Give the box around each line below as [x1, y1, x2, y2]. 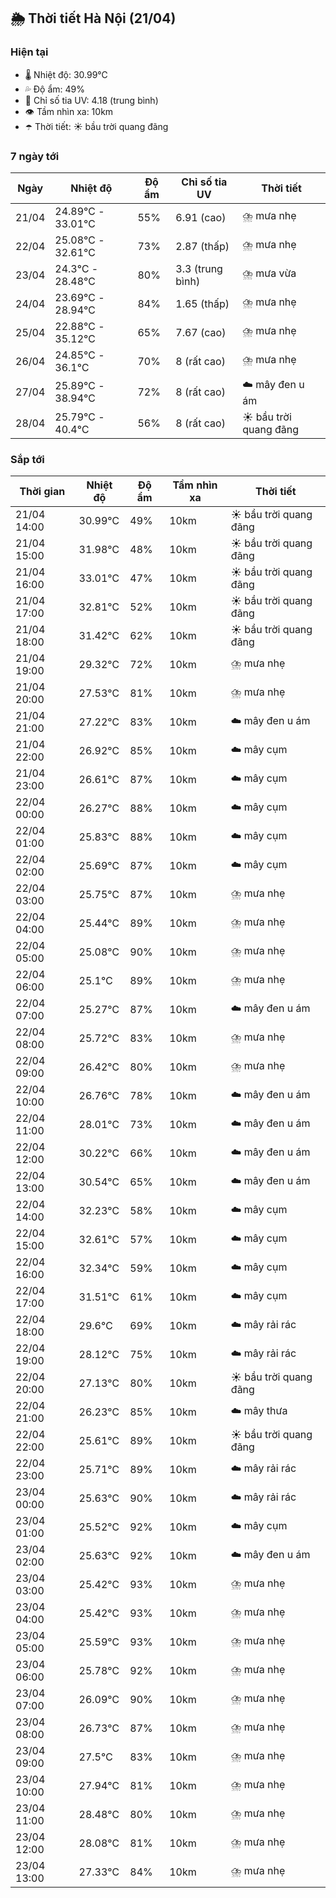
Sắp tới [10, 452, 45, 466]
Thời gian [19, 485, 66, 499]
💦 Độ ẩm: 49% [24, 83, 86, 95]
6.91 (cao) [175, 210, 227, 224]
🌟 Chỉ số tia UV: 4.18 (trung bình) [24, 94, 159, 106]
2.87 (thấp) [175, 239, 230, 253]
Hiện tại [10, 45, 49, 59]
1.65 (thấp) [175, 296, 230, 310]
